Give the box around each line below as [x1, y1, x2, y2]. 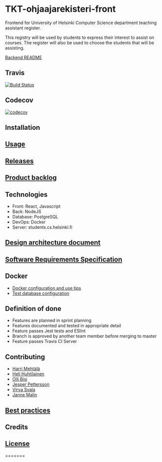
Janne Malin [12, 392, 37, 398]
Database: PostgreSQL [12, 214, 58, 219]
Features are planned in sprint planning [12, 317, 92, 323]
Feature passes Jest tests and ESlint [12, 328, 86, 334]
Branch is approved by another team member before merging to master [12, 333, 157, 339]
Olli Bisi [12, 376, 27, 382]
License [5, 439, 30, 448]
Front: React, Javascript [12, 203, 61, 209]
